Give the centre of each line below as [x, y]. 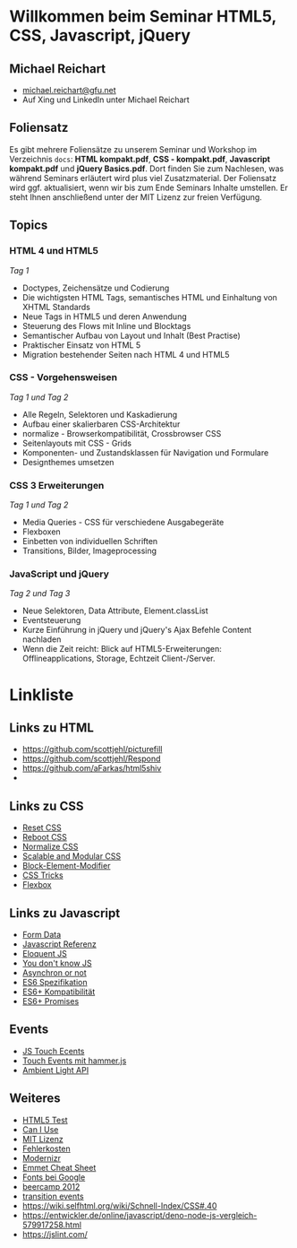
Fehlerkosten [47, 1148]
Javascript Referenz [59, 944]
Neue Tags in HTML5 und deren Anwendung [104, 316]
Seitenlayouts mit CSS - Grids [77, 443]
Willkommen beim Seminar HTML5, [143, 17]
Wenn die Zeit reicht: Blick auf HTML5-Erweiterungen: [122, 649]
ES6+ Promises [51, 1001]
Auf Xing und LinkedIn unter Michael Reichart [106, 100]
